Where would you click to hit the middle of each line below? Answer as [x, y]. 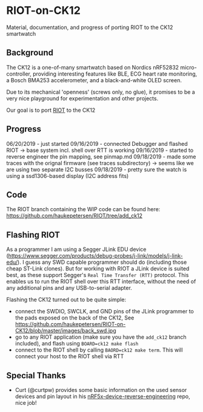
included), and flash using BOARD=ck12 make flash [77, 344]
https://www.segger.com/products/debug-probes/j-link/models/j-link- [95, 256]
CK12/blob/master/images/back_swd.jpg [65, 331]
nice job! [26, 403]
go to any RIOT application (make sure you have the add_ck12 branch [101, 337]
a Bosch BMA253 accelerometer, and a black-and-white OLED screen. [94, 80]
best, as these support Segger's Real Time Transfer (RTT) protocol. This [98, 275]
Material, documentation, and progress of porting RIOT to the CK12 [90, 27]
